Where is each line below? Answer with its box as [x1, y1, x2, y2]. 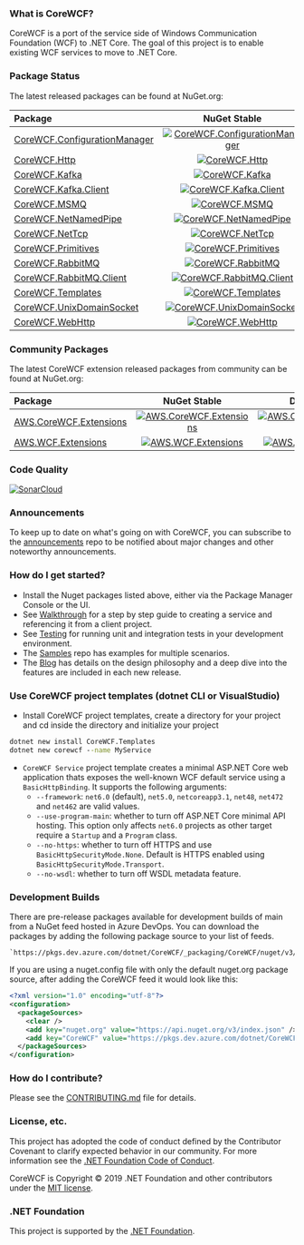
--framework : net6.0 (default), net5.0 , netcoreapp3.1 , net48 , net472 [35, 790, 283, 801]
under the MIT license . [9, 1182, 93, 1193]
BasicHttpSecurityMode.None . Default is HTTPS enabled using [35, 848, 265, 859]
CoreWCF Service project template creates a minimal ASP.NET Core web [22, 761, 289, 773]
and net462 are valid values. [35, 800, 140, 811]
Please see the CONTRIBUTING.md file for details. [9, 1093, 196, 1103]
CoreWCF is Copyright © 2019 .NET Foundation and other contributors [9, 1172, 273, 1183]
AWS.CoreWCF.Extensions [14, 416, 128, 428]
